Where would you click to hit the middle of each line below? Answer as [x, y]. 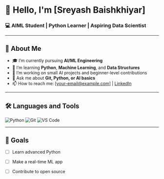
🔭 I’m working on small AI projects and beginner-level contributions [80, 73]
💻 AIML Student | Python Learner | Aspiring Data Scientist [76, 25]
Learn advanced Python [36, 152]
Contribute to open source [39, 172]
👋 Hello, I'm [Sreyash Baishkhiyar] [75, 10]
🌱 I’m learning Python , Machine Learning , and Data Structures [76, 67]
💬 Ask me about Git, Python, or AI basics [54, 78]
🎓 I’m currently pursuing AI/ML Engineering [57, 61]
